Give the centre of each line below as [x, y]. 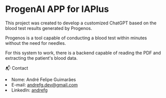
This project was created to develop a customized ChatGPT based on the [81, 23]
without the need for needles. [36, 43]
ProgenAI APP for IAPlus [57, 9]
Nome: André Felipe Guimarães [44, 79]
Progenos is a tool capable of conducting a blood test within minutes [76, 38]
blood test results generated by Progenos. [49, 28]
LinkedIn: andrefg [30, 90]
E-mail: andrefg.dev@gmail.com [45, 85]
